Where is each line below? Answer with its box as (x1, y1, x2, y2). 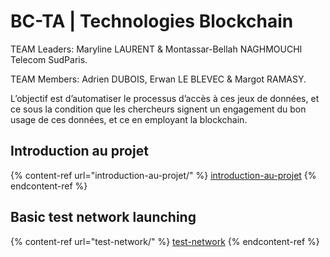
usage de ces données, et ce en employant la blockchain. (10, 113, 248, 125)
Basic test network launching (10, 209, 197, 226)
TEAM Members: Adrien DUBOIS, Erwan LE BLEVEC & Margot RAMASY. (10, 73, 307, 85)
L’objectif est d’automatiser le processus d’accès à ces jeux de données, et (10, 92, 320, 104)
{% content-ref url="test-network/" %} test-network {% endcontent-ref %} (10, 235, 320, 247)
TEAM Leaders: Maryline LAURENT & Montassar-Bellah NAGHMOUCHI (10, 43, 303, 55)
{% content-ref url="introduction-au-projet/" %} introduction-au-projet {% (10, 169, 317, 181)
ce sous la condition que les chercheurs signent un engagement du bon (10, 103, 307, 115)
